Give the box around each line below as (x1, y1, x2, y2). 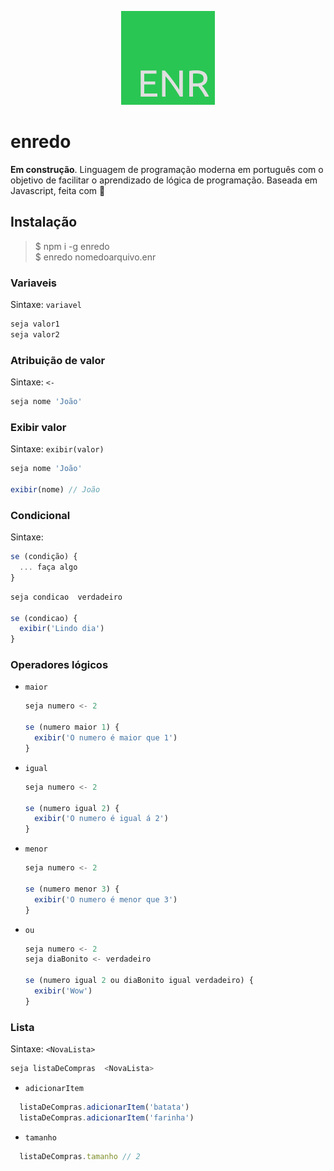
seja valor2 (10, 329, 60, 340)
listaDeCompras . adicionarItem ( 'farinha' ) (19, 1112, 195, 1123)
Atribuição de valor (10, 353, 106, 367)
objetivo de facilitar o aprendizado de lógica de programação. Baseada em (10, 174, 318, 186)
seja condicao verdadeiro (10, 592, 123, 602)
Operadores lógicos (10, 658, 109, 672)
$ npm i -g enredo (34, 240, 110, 252)
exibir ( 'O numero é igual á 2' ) (34, 814, 169, 824)
